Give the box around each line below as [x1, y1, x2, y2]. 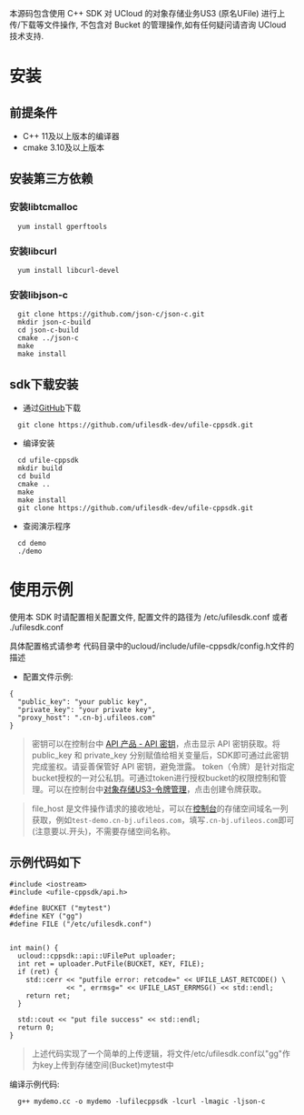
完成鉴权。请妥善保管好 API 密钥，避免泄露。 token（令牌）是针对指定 [31, 761, 295, 772]
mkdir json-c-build [17, 317, 92, 327]
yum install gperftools [17, 222, 107, 231]
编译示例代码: [9, 1079, 61, 1090]
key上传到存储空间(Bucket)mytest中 [39, 1059, 174, 1070]
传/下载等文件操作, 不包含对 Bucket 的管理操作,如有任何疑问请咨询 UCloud [9, 19, 287, 30]
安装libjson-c [9, 288, 68, 301]
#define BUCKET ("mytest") [9, 903, 112, 912]
